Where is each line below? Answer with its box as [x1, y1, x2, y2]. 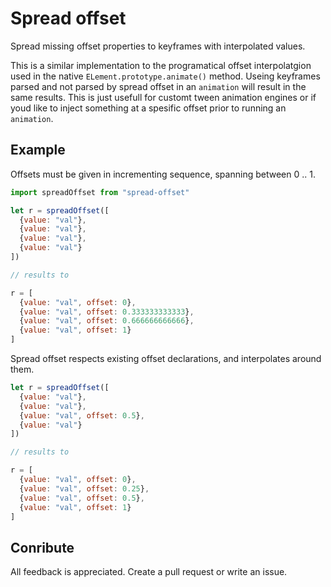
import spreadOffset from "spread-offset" [10, 187, 190, 197]
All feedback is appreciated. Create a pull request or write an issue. [10, 566, 288, 578]
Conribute [10, 539, 75, 556]
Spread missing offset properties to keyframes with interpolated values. [10, 40, 306, 52]
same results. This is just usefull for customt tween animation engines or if [10, 91, 317, 103]
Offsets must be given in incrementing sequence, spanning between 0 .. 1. [10, 168, 316, 180]
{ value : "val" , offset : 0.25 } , [19, 483, 150, 494]
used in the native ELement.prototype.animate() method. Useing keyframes [10, 70, 321, 82]
